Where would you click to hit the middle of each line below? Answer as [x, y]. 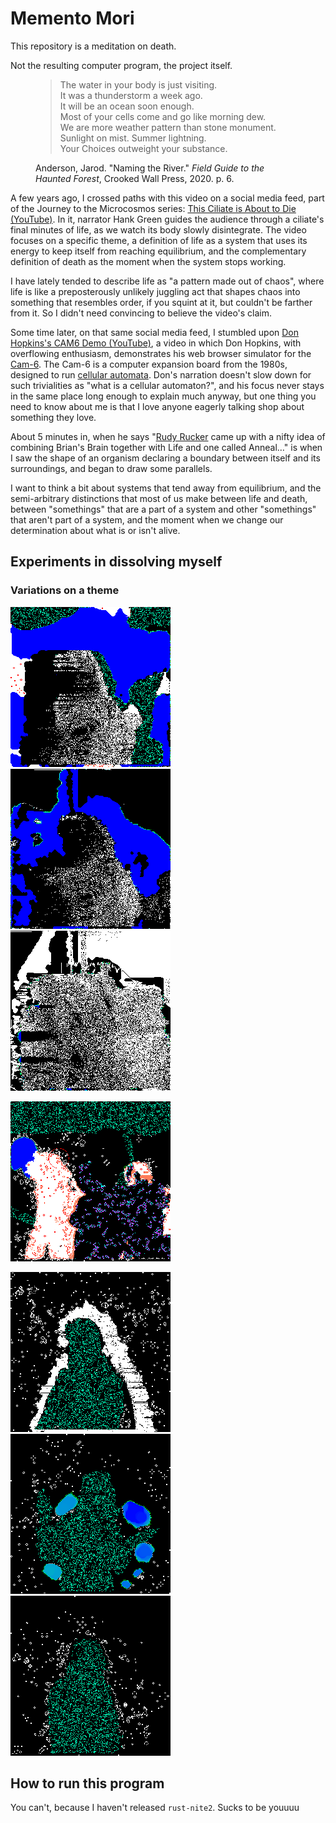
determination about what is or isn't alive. [95, 530]
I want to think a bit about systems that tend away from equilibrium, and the [166, 488]
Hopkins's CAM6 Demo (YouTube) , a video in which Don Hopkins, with [156, 343]
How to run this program [87, 1783]
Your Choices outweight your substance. [143, 148]
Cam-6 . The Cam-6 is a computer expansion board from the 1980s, [149, 364]
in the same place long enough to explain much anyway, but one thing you [163, 396]
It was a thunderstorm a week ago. [131, 95]
